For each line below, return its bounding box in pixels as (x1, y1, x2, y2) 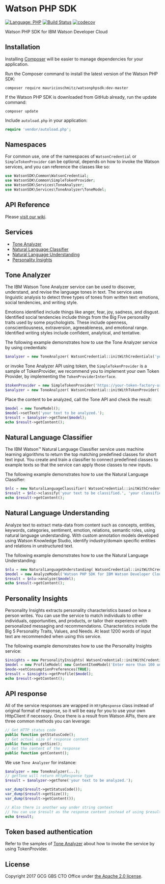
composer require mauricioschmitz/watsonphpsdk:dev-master (5, 85, 129, 90)
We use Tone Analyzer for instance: (5, 759, 77, 765)
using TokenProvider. (5, 846, 48, 852)
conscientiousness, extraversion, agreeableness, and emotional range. (5, 325, 148, 331)
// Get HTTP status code (5, 728, 56, 733)
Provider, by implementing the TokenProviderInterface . (5, 374, 117, 380)
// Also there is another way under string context (5, 805, 113, 810)
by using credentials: (5, 345, 48, 351)
